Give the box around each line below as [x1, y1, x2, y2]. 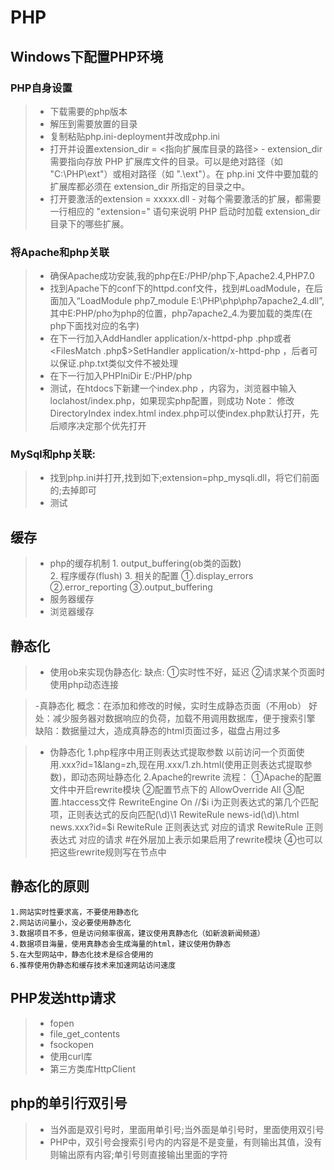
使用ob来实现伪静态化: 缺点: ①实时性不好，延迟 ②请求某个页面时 [49, 666, 326, 678]
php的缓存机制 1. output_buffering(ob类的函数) [49, 557, 242, 570]
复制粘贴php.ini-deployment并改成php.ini [49, 130, 221, 142]
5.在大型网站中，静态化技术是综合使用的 [10, 949, 154, 960]
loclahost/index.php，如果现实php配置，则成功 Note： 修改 [49, 395, 295, 407]
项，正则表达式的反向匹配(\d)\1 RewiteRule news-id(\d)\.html [49, 809, 300, 821]
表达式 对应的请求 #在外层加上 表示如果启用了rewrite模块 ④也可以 [49, 834, 323, 846]
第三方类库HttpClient [49, 1062, 136, 1075]
